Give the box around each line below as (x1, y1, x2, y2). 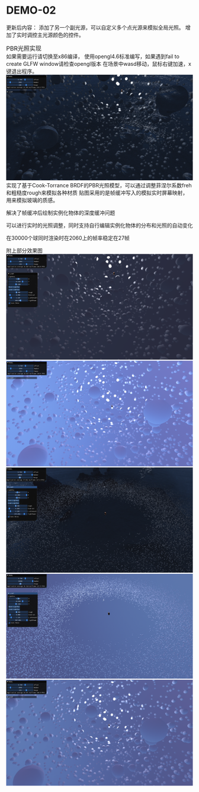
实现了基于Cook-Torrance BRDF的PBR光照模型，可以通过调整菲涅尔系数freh (6, 181, 192, 189)
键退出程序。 (6, 68, 37, 75)
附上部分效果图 (6, 247, 43, 254)
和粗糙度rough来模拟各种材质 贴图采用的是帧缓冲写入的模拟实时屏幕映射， (6, 189, 188, 196)
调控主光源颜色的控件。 (26, 31, 84, 39)
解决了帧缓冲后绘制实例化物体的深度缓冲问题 (6, 209, 115, 216)
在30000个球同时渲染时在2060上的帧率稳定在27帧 (6, 234, 130, 241)
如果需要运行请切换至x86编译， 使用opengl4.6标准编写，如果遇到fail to (6, 53, 179, 60)
